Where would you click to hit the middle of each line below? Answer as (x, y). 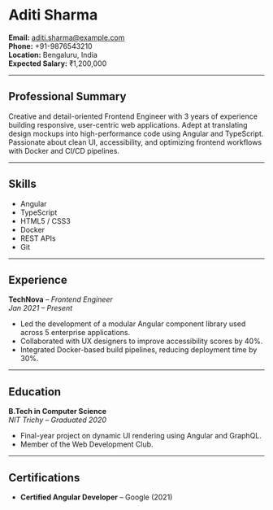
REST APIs (38, 238)
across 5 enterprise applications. (75, 333)
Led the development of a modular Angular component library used (133, 324)
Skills (22, 184)
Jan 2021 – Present (41, 308)
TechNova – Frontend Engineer (61, 299)
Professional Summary (67, 96)
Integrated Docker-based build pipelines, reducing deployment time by (139, 350)
